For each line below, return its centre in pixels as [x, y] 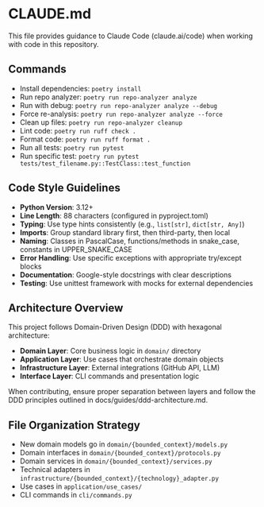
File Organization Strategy [74, 425]
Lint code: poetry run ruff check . [78, 130]
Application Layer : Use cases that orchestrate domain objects [122, 359]
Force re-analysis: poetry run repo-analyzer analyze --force [121, 114]
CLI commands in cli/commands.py [76, 495]
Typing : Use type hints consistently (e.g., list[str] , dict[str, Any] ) [132, 224]
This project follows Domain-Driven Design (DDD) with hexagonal [115, 327]
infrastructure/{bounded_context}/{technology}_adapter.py [119, 479]
